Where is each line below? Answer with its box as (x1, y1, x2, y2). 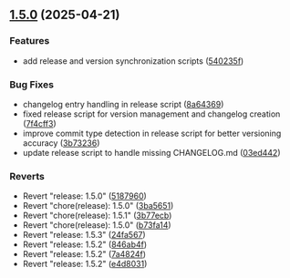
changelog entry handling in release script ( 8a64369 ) (22, 98, 224, 109)
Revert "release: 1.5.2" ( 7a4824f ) (22, 249, 147, 260)
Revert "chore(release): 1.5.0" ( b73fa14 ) (22, 220, 171, 231)
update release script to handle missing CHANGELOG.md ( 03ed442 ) (22, 147, 281, 158)
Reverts (9, 170, 46, 182)
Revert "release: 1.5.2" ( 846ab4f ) (22, 239, 148, 250)
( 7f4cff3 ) (22, 118, 57, 129)
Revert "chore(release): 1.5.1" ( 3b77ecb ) (22, 210, 172, 221)
